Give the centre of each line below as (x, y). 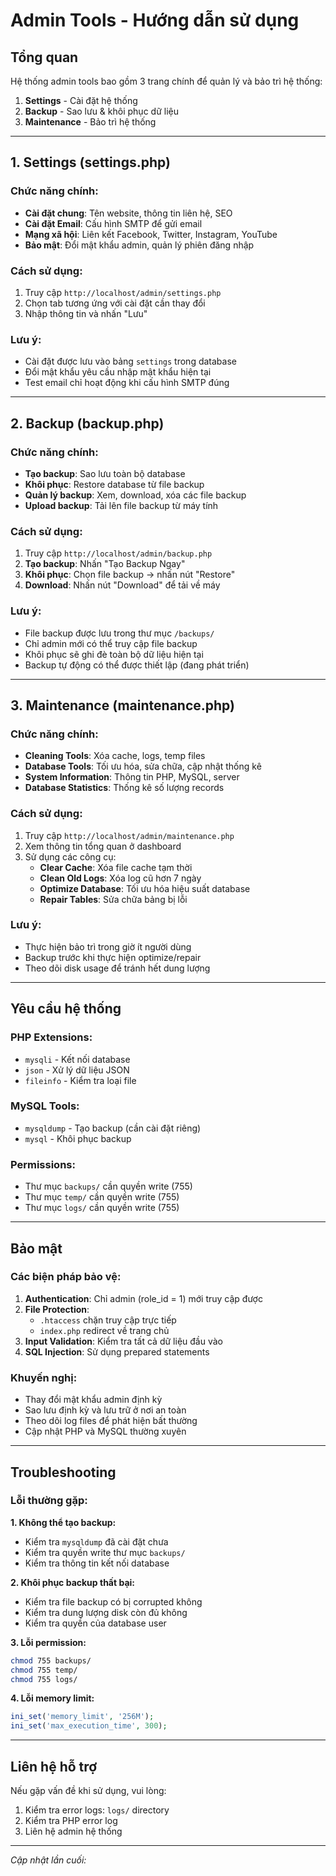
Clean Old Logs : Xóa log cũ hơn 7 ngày (120, 878)
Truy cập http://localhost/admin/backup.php (118, 553)
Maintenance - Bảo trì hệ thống (90, 122)
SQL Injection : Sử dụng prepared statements (117, 1351)
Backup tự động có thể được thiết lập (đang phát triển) (137, 665)
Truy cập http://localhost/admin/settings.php (123, 292)
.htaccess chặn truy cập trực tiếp (108, 1320)
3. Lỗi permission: (48, 1642)
